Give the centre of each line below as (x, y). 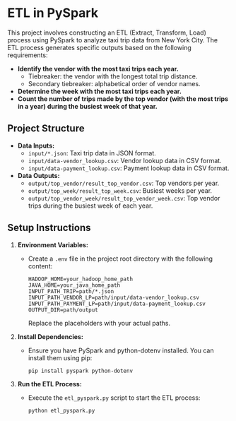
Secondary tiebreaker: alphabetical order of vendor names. (114, 83)
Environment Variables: (53, 244)
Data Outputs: (39, 175)
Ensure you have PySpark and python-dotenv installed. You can (121, 350)
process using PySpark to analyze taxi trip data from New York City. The (112, 40)
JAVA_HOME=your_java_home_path (74, 285)
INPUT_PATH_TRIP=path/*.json (71, 291)
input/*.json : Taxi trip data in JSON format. (92, 153)
